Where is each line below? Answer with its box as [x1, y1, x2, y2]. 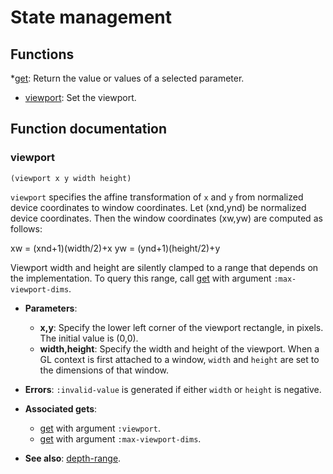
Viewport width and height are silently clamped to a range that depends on [10, 261, 319, 273]
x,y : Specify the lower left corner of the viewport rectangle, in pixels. [39, 321, 324, 333]
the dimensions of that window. [39, 364, 170, 376]
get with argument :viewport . [39, 422, 161, 434]
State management [10, 6, 173, 29]
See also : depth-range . [24, 452, 122, 464]
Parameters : [24, 302, 78, 314]
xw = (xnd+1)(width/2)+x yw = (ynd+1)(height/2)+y [10, 242, 221, 254]
